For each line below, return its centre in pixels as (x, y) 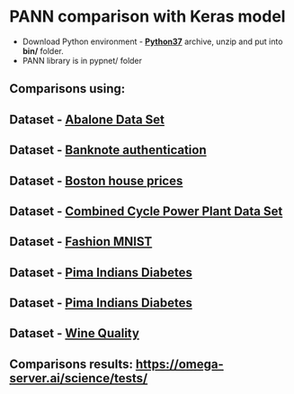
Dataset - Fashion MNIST (81, 242)
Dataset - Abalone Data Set (87, 119)
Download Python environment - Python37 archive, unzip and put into (152, 41)
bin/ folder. (43, 50)
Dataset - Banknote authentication (108, 150)
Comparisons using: (67, 89)
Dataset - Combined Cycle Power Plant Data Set (146, 211)
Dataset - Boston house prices (96, 180)
